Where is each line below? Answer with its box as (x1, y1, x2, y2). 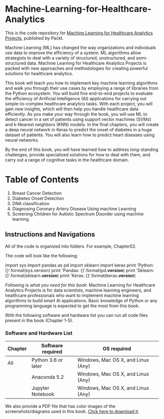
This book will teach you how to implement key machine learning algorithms (5, 80, 158, 86)
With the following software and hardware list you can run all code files (5, 312, 148, 318)
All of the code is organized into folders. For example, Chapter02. (5, 243, 137, 249)
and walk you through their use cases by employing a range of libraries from (5, 85, 159, 91)
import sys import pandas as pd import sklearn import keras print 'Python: (5, 262, 154, 268)
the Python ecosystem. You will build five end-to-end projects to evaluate (5, 90, 153, 96)
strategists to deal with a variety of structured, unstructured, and (5, 55, 135, 61)
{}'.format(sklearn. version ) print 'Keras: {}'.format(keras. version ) (5, 272, 136, 278)
